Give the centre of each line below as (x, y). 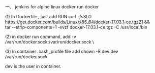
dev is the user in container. (33, 66)
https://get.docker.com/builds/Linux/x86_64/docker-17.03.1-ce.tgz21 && (77, 22)
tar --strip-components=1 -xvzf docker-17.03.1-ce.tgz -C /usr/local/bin (76, 27)
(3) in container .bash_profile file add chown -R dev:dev (62, 51)
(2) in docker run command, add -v (41, 36)
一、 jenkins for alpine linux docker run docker (52, 7)
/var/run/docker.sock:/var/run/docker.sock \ (50, 42)
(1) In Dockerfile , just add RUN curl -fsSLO (48, 17)
